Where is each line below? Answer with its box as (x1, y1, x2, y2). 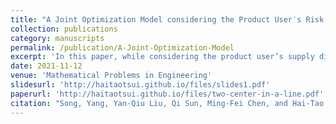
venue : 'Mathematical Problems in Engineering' (10, 71, 213, 81)
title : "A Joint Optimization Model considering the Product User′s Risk (10, 14, 325, 25)
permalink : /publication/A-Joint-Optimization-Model (10, 42, 235, 53)
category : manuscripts (10, 33, 105, 43)
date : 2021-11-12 (10, 61, 83, 71)
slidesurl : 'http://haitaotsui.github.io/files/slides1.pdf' (10, 80, 271, 90)
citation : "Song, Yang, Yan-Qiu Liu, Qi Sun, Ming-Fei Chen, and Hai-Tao (10, 98, 325, 108)
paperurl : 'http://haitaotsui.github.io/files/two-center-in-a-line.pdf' (10, 89, 325, 99)
